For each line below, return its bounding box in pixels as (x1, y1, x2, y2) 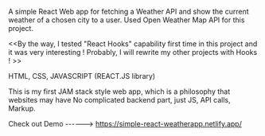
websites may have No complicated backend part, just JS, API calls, (8, 95, 231, 104)
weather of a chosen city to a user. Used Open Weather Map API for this (8, 15, 245, 25)
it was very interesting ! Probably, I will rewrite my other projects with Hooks (8, 48, 258, 56)
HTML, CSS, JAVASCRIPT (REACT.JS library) (8, 72, 156, 80)
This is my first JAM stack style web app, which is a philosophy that (8, 87, 231, 96)
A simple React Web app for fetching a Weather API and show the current (8, 7, 249, 16)
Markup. (8, 103, 36, 113)
